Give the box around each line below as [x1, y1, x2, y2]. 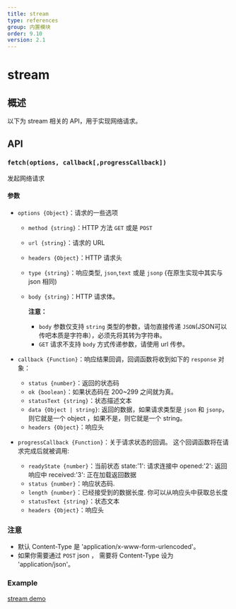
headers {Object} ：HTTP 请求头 [28, 253, 122, 262]
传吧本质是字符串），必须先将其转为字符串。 [38, 331, 166, 339]
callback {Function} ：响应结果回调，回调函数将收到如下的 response [17, 355, 217, 363]
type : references [7, 17, 59, 24]
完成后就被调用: [23, 447, 69, 455]
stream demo [7, 594, 46, 603]
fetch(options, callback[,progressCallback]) [7, 159, 167, 167]
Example [7, 578, 38, 588]
